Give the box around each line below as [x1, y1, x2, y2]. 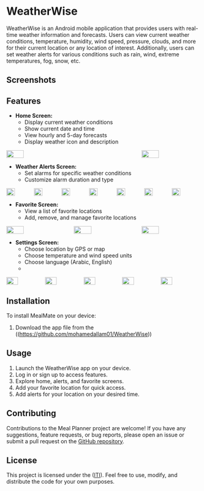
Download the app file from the [15, 324, 94, 331]
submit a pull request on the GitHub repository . [6, 437, 124, 445]
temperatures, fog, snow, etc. [6, 57, 81, 64]
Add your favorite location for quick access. [15, 384, 126, 391]
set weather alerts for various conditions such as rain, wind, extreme [6, 50, 179, 58]
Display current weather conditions [24, 118, 113, 126]
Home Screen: [15, 112, 53, 120]
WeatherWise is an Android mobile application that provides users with [6, 25, 185, 32]
